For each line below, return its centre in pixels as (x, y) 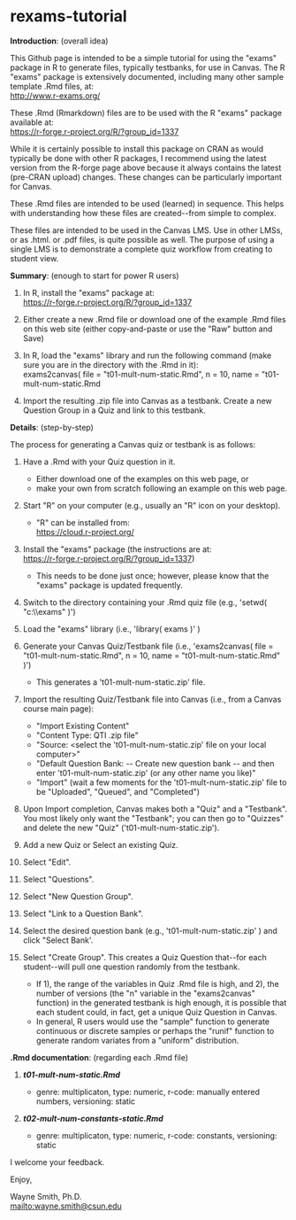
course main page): (58, 708)
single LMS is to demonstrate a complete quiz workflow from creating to (141, 249)
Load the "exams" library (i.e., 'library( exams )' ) (112, 629)
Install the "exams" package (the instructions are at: (117, 549)
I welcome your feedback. (57, 1162)
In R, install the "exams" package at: (89, 292)
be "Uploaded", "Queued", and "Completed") (118, 791)
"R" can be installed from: (83, 522)
